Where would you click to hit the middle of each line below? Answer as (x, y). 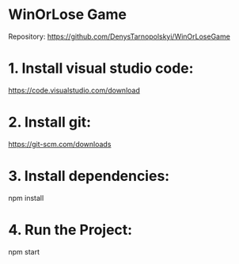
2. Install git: (50, 122)
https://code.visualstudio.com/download (74, 90)
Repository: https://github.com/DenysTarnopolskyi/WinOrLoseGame (119, 36)
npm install (26, 198)
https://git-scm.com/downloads (60, 144)
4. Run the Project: (70, 230)
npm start (24, 251)
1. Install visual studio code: (101, 68)
